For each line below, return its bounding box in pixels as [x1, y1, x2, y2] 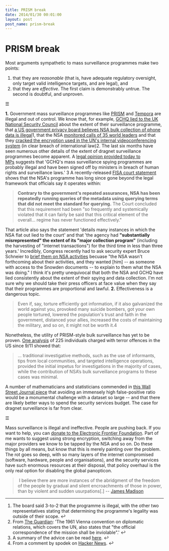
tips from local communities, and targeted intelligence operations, [17, 358, 154, 364]
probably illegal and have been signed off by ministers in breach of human [5, 164, 159, 171]
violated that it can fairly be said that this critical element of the [17, 211, 148, 217]
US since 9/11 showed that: [5, 343, 61, 349]
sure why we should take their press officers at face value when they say [5, 281, 157, 287]
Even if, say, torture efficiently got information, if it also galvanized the [17, 301, 162, 307]
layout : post [5, 17, 33, 22]
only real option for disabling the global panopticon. [5, 468, 112, 474]
